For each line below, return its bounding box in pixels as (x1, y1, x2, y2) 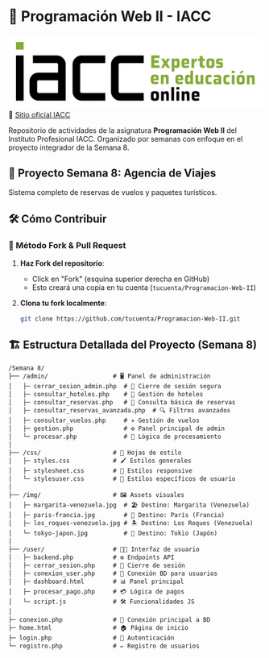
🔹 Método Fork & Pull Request (8, 240, 126, 251)
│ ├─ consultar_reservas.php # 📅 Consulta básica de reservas (8, 399, 236, 407)
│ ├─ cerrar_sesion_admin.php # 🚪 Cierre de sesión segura (8, 383, 221, 391)
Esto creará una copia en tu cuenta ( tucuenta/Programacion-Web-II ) (31, 282, 256, 292)
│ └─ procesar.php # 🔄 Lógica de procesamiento (8, 432, 221, 441)
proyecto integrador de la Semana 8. (8, 143, 130, 152)
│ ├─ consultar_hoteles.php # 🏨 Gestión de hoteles (8, 391, 204, 399)
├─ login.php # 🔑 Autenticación (8, 634, 175, 643)
